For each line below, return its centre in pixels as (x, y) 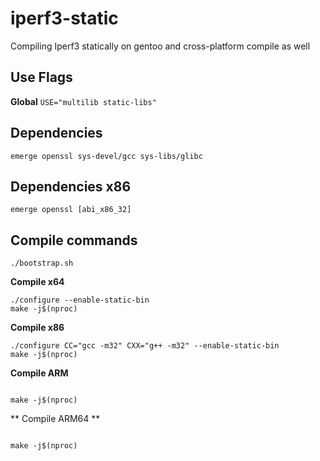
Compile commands (74, 240)
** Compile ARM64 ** (55, 419)
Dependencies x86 (71, 186)
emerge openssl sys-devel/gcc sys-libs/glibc (106, 156)
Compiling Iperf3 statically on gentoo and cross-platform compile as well (160, 46)
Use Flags (41, 77)
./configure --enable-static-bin (80, 300)
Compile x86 (37, 328)
